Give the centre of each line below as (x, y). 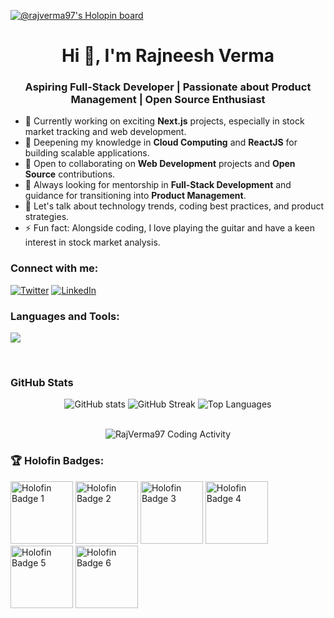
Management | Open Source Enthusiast (168, 100)
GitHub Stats (42, 382)
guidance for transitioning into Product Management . (135, 196)
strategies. (47, 217)
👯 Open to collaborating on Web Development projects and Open (160, 164)
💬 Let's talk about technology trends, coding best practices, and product (174, 206)
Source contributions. (70, 174)
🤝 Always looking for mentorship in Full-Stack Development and (158, 185)
